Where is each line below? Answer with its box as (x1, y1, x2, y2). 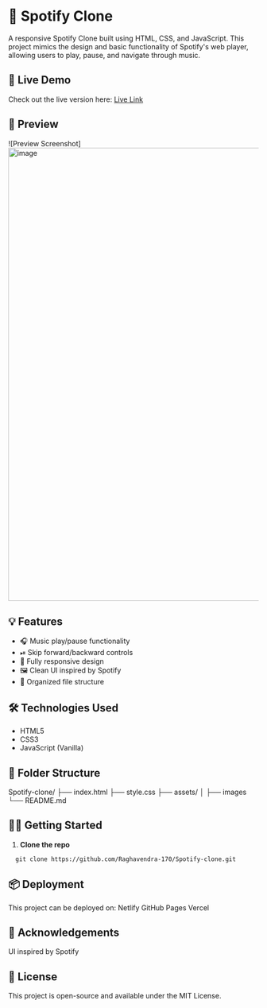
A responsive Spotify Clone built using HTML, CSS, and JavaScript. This (8, 33, 245, 43)
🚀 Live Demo (8, 73, 72, 87)
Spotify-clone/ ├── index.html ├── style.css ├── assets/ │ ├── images (8, 787, 247, 797)
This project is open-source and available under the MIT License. (8, 991, 222, 1001)
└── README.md (8, 796, 67, 805)
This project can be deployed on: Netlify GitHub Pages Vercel (8, 902, 209, 913)
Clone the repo (19, 839, 70, 849)
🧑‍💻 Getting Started (8, 819, 103, 832)
